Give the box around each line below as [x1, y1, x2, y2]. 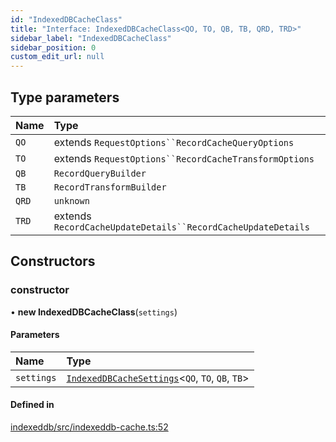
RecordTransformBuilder [53, 181, 167, 193]
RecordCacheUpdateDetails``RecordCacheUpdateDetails [53, 221, 310, 233]
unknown [53, 195, 90, 206]
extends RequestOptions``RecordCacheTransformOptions [53, 151, 315, 165]
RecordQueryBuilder [53, 167, 147, 179]
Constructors [10, 253, 96, 270]
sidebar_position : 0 [10, 42, 97, 53]
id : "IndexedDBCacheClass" [10, 14, 123, 25]
